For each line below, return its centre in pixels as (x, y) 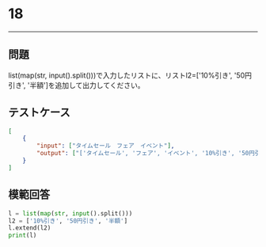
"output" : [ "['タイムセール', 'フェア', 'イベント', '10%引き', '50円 (146, 154)
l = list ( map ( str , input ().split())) (70, 213)
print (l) (23, 236)
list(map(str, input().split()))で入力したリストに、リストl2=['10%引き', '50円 (130, 75)
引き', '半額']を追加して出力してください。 (76, 85)
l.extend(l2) (30, 228)
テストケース (39, 113)
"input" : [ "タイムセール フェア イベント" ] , (106, 146)
